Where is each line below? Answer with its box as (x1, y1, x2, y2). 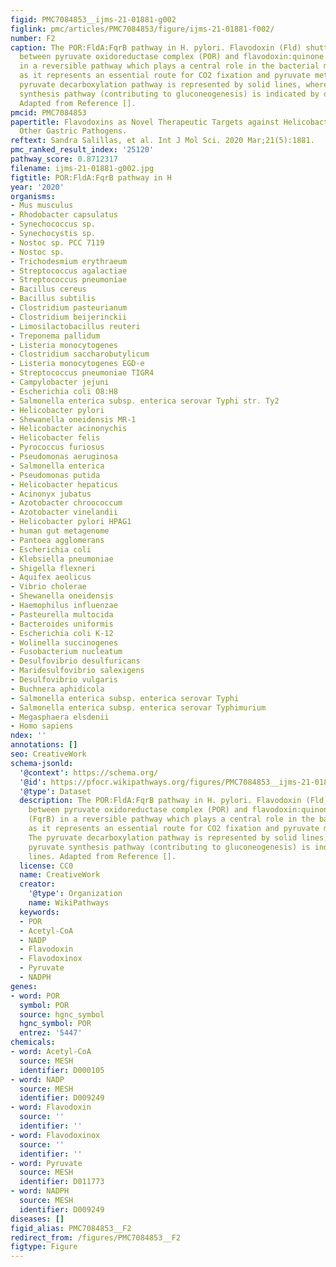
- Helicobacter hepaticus (10, 479, 118, 490)
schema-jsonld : (10, 758, 74, 768)
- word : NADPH (10, 1186, 70, 1196)
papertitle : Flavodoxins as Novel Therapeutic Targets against (10, 117, 280, 127)
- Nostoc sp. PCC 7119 (10, 237, 105, 248)
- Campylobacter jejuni (10, 377, 110, 387)
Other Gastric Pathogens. (19, 126, 128, 136)
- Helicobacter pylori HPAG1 (10, 517, 132, 527)
